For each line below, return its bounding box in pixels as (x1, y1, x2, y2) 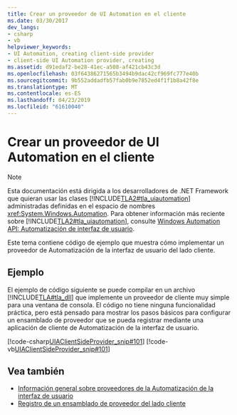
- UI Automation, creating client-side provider (7, 51, 154, 58)
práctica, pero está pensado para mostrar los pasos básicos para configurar (7, 308, 231, 317)
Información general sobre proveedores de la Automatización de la (17, 384, 214, 393)
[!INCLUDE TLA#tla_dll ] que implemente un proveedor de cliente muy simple (7, 293, 230, 302)
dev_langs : (7, 24, 40, 31)
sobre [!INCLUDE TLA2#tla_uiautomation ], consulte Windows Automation (7, 217, 221, 225)
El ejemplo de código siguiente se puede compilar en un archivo (7, 285, 196, 294)
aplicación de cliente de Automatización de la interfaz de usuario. (7, 323, 199, 332)
